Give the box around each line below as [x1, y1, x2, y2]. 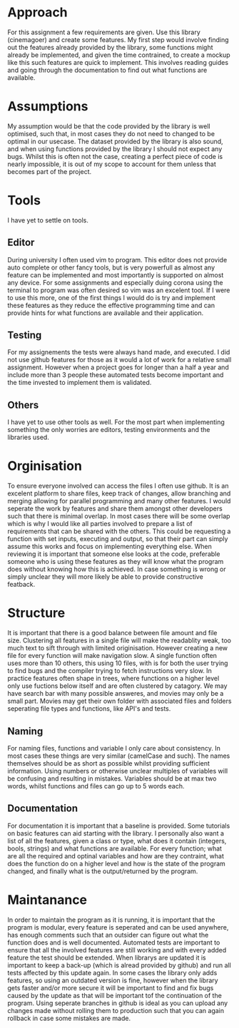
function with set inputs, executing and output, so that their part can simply [7, 535, 228, 543]
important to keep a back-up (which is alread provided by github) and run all [7, 960, 232, 970]
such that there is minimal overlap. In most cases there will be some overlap [7, 512, 230, 520]
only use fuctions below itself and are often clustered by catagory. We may [7, 682, 228, 690]
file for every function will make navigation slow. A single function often [7, 652, 218, 660]
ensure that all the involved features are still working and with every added [7, 945, 227, 954]
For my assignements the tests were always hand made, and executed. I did [7, 348, 230, 356]
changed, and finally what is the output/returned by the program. [7, 867, 198, 875]
